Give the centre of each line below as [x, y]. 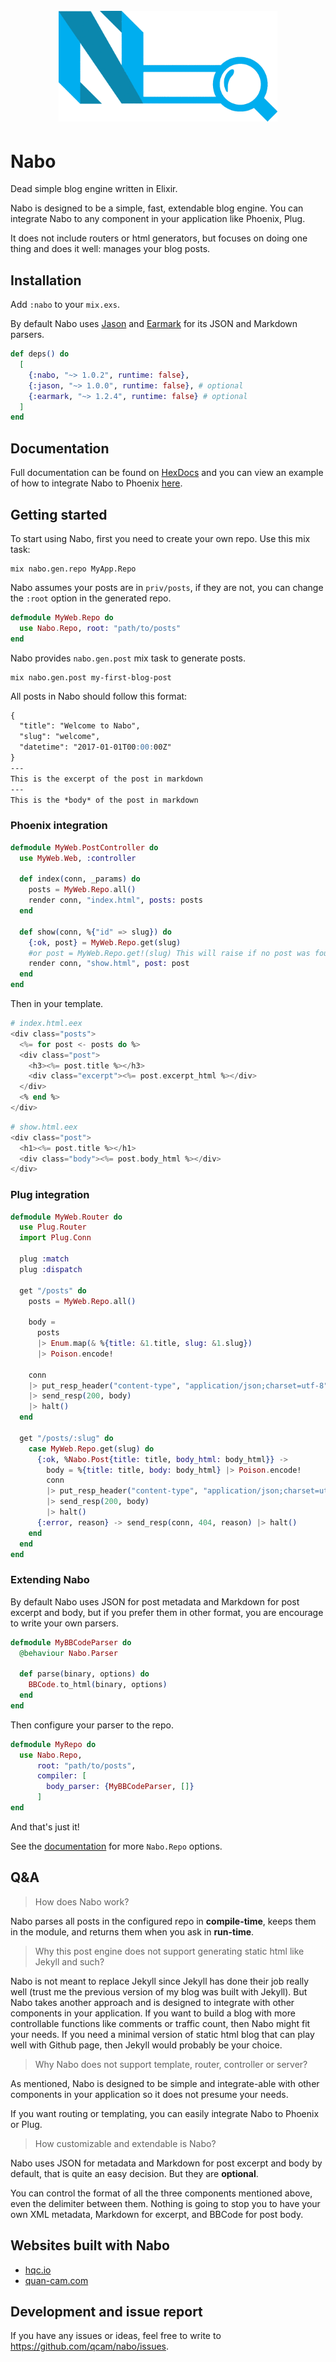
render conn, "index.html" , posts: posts [115, 900]
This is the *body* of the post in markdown [104, 800]
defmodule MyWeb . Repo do [62, 617]
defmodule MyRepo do [53, 1744]
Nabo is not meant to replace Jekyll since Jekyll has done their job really [160, 1981]
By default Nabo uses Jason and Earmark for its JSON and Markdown [154, 324]
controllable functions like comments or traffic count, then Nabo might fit [160, 2023]
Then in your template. [57, 1003]
